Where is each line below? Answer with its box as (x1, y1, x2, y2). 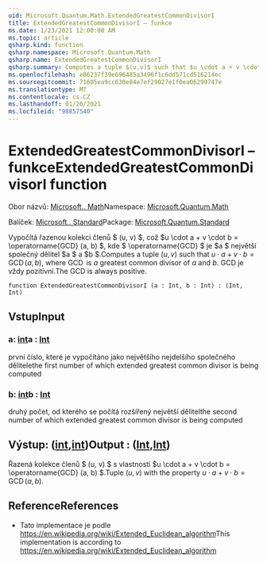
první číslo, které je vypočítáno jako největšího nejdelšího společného (8, 352, 236, 361)
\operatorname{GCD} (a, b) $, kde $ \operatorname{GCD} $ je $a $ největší (8, 241, 257, 250)
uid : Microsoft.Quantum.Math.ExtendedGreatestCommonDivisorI (8, 11, 215, 20)
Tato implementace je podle (19, 520, 111, 530)
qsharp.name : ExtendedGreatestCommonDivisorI (8, 56, 161, 64)
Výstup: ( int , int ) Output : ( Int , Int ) (8, 438, 171, 452)
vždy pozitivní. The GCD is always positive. (8, 266, 147, 276)
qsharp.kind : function (8, 41, 83, 49)
